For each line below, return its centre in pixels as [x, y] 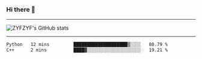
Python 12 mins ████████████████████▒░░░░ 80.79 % [87, 45]
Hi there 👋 [21, 10]
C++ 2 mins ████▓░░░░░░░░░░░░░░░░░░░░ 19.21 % [87, 50]
